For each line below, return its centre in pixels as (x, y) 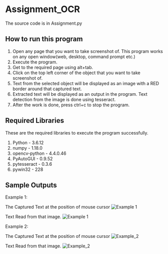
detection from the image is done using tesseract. (64, 99)
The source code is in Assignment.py (44, 23)
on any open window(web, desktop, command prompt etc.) (74, 56)
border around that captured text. (47, 89)
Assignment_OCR (43, 9)
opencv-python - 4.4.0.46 (39, 153)
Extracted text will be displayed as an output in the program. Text (80, 94)
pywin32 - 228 (28, 169)
